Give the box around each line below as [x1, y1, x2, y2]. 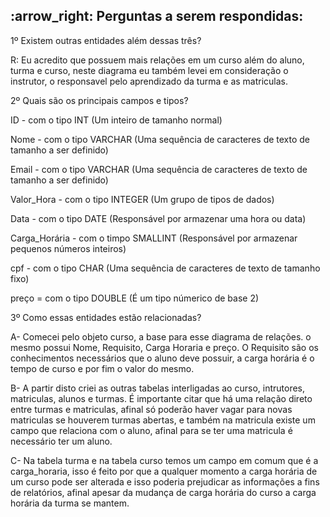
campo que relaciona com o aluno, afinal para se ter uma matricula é [10, 424, 293, 436]
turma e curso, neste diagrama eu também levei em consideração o [10, 64, 289, 76]
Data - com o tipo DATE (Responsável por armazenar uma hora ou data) [10, 212, 307, 224]
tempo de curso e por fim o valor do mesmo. [10, 362, 195, 374]
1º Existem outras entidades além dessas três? [10, 34, 202, 46]
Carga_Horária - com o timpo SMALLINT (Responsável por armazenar [10, 232, 298, 244]
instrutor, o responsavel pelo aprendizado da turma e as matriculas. [10, 75, 289, 87]
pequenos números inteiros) [10, 242, 127, 254]
